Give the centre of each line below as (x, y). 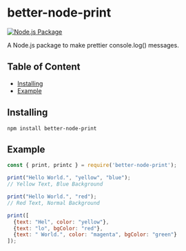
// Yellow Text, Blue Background (55, 184)
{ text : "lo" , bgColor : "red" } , (58, 228)
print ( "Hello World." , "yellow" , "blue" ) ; (69, 178)
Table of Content (44, 67)
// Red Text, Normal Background (53, 203)
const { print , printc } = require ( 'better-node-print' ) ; (92, 165)
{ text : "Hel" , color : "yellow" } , (61, 222)
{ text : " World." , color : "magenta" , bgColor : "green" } (95, 235)
